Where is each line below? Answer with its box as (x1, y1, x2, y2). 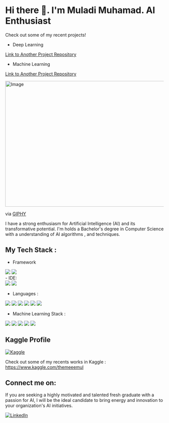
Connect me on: (5, 378, 56, 387)
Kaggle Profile (5, 335, 51, 344)
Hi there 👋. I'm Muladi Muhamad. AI (5, 5, 155, 16)
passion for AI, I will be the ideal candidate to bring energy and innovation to (5, 397, 163, 403)
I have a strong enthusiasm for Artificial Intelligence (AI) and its (5, 220, 136, 226)
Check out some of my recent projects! (5, 32, 87, 38)
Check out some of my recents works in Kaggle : (5, 359, 107, 365)
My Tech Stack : (5, 246, 57, 255)
